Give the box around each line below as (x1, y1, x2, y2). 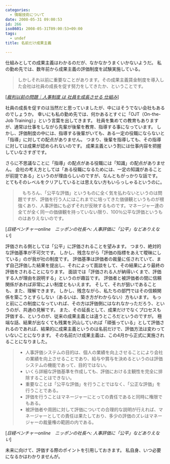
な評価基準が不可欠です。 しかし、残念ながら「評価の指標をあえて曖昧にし (5, 250, 161, 256)
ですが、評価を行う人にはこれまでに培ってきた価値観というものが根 (22, 196, 164, 202)
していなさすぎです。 (5, 149, 50, 155)
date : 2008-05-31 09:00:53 (5, 17, 62, 22)
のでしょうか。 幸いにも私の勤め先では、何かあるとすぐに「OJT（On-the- (5, 111, 161, 117)
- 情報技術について (10, 12, 45, 17)
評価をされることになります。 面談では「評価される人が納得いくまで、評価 (5, 268, 161, 274)
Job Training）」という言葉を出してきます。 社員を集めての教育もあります (5, 117, 159, 123)
